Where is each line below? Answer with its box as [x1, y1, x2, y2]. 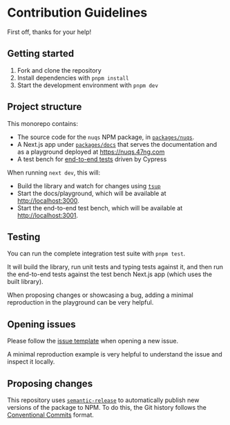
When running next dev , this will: [7, 168, 101, 177]
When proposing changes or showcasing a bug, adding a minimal [7, 291, 193, 299]
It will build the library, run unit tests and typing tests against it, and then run [7, 263, 223, 271]
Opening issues [7, 318, 76, 330]
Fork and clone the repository [17, 66, 102, 74]
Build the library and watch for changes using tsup [17, 181, 161, 190]
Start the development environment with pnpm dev [17, 81, 159, 89]
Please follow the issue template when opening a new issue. [7, 337, 178, 345]
